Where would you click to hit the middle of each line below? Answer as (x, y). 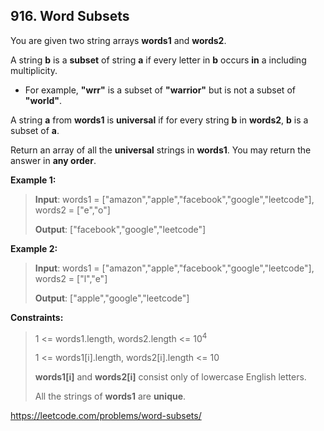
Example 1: (33, 180)
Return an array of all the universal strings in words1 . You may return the (161, 150)
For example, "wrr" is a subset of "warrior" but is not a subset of (160, 90)
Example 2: (34, 248)
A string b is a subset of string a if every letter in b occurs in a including (158, 60)
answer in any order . (53, 160)
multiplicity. (34, 70)
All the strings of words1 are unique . (110, 396)
